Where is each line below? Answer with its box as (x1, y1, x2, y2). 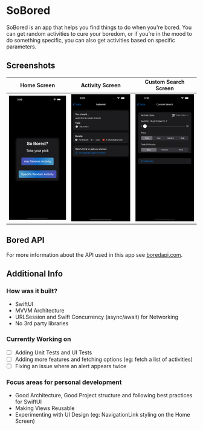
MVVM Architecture (14, 307, 65, 314)
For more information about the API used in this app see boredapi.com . (6, 251, 183, 258)
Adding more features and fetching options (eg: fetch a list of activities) (14, 356, 193, 363)
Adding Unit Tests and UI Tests (14, 349, 92, 356)
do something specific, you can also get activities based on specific (6, 36, 175, 44)
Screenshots (6, 61, 56, 71)
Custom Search (144, 78, 185, 85)
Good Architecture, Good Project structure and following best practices (14, 392, 193, 399)
